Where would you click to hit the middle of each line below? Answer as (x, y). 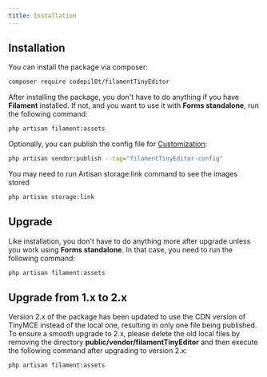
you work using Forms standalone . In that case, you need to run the (121, 249)
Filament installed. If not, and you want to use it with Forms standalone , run (134, 105)
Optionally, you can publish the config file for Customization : (108, 144)
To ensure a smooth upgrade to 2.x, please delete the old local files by (124, 334)
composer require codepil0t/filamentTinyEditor (89, 82)
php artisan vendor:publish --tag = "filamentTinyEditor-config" (116, 159)
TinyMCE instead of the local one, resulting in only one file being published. (133, 325)
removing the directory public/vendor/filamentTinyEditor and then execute (133, 342)
